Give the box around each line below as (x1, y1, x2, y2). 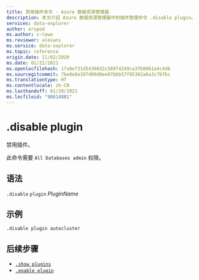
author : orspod (6, 26, 45, 32)
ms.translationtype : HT (6, 77, 67, 83)
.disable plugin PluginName (6, 190, 79, 197)
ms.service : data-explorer (6, 43, 75, 49)
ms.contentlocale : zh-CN (6, 83, 70, 89)
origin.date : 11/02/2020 (6, 54, 70, 60)
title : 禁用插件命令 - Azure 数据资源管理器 (6, 9, 110, 15)
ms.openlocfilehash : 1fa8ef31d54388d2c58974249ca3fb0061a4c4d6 (6, 65, 171, 72)
